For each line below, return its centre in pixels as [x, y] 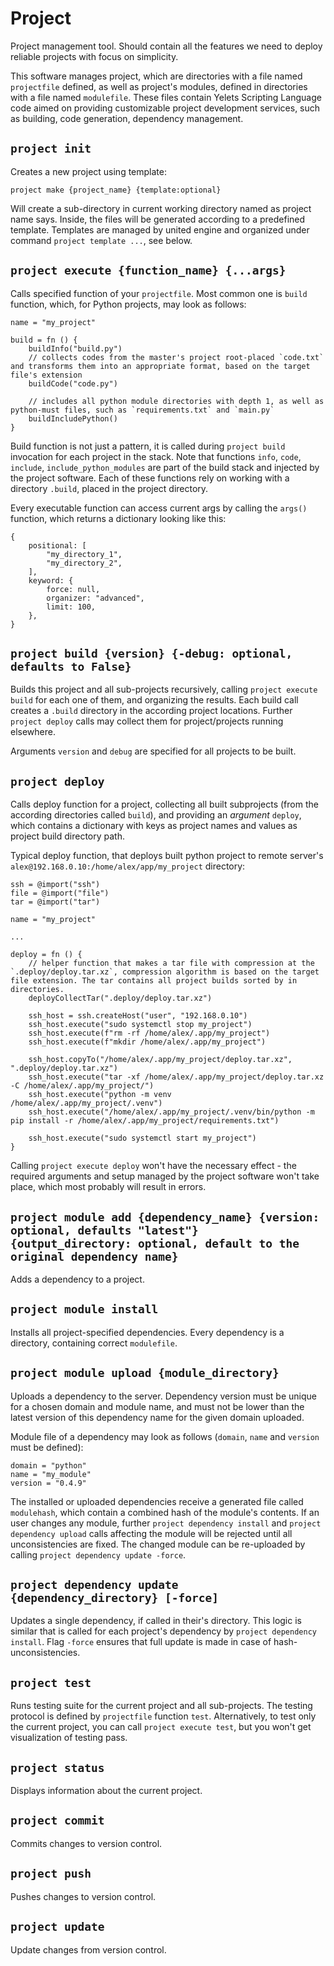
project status [57, 1767]
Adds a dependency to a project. [77, 1279]
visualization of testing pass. [69, 1738]
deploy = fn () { [46, 955]
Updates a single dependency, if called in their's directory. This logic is [156, 1621]
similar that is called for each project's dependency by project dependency [163, 1631]
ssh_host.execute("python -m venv [100, 1095]
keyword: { [51, 580]
